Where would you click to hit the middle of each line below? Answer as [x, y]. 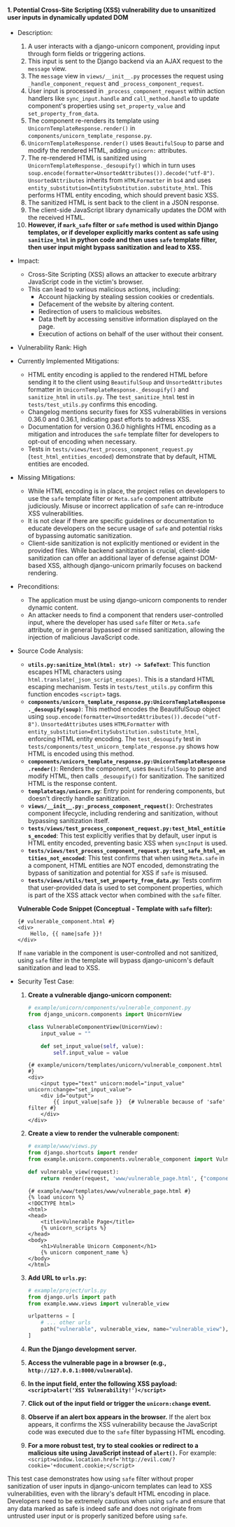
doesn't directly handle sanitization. [79, 799]
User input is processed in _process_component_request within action [126, 91]
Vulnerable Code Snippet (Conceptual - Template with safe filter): [115, 909]
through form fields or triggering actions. [86, 54]
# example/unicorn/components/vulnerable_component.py [109, 1008]
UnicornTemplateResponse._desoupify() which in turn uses [112, 165]
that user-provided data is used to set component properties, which [125, 888]
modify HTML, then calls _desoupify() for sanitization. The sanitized [126, 776]
